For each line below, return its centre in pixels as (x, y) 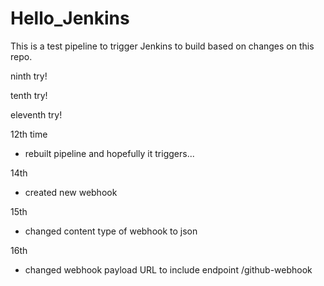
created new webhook (71, 192)
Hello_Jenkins (70, 18)
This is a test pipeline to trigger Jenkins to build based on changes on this (162, 46)
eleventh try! (36, 114)
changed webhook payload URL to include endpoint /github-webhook (168, 269)
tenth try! (29, 95)
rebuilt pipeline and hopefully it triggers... (109, 153)
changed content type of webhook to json (111, 231)
